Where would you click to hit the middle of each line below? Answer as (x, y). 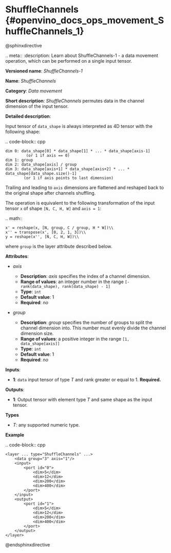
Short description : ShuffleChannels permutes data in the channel (75, 101)
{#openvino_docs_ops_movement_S (85, 20)
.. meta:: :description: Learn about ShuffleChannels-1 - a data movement (82, 56)
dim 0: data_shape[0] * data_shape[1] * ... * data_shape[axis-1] (78, 151)
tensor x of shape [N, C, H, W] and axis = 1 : (53, 208)
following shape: (23, 132)
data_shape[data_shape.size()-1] (41, 173)
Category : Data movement (34, 90)
